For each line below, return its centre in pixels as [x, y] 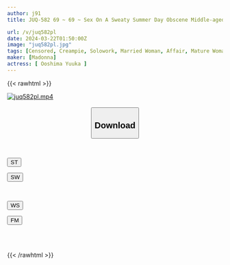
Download [115, 125]
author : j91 [24, 13]
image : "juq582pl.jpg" [39, 45]
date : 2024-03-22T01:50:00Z [47, 38]
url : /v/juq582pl [32, 32]
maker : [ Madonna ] [32, 58]
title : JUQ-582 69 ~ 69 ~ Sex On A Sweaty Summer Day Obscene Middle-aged [116, 20]
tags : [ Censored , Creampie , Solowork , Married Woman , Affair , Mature [108, 51]
